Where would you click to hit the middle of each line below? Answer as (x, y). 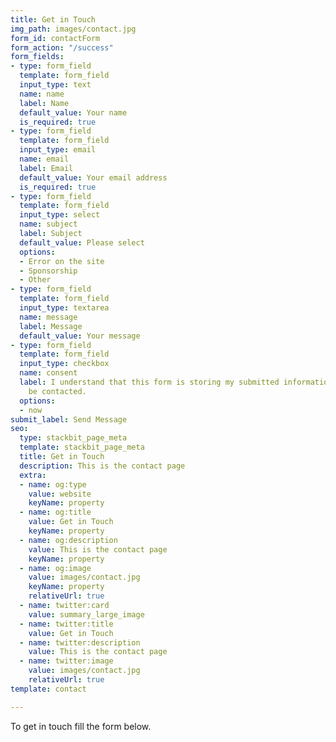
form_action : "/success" (62, 47)
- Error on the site (62, 261)
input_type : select (60, 215)
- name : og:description (68, 540)
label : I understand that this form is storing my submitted (149, 382)
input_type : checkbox (64, 364)
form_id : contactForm (55, 38)
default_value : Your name (73, 112)
